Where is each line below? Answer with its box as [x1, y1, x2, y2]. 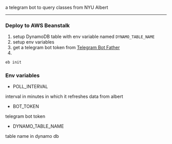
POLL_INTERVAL [12, 84, 48, 90]
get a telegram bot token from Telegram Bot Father [12, 45, 120, 51]
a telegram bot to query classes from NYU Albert [5, 5, 109, 10]
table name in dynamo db [5, 133, 59, 139]
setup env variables [12, 39, 55, 45]
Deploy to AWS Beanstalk [5, 22, 70, 29]
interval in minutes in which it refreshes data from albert [5, 93, 123, 99]
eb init [5, 60, 22, 65]
